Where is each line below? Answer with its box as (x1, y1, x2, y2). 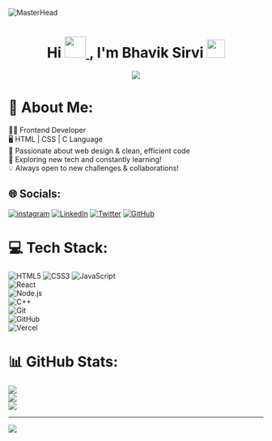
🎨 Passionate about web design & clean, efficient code (8, 146, 190, 156)
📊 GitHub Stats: (8, 353, 119, 370)
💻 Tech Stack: (8, 238, 108, 257)
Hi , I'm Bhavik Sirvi (46, 44, 204, 62)
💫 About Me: (8, 98, 94, 117)
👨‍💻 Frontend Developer (8, 125, 87, 135)
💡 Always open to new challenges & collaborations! (8, 163, 180, 173)
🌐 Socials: (8, 187, 62, 201)
